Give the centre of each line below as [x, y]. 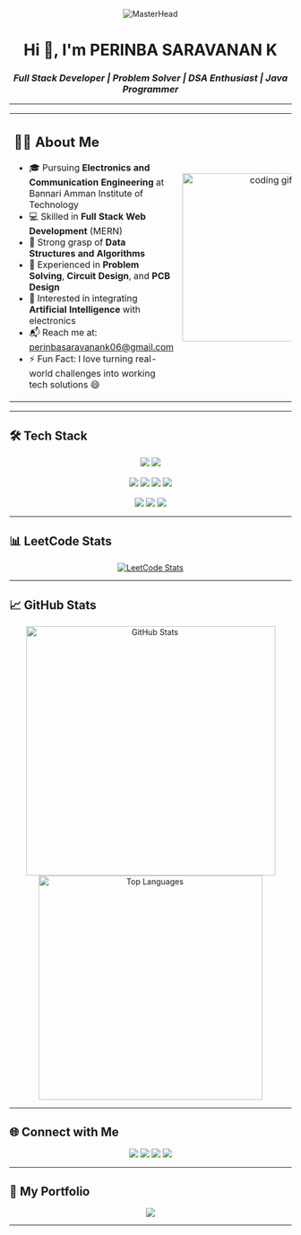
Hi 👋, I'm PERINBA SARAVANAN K [150, 50]
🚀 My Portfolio [50, 1192]
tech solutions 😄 [64, 384]
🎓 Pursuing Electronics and [90, 168]
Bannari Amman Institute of [86, 193]
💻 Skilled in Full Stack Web [87, 216]
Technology [54, 204]
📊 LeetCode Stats [60, 541]
